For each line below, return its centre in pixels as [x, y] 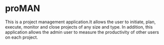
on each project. [22, 37]
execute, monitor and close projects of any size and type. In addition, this [79, 27]
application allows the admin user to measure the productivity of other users [82, 32]
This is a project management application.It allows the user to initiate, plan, [80, 22]
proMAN [23, 8]
